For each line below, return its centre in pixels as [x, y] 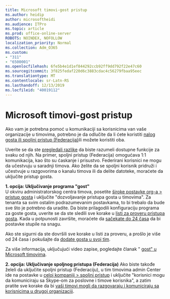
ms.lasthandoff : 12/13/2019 [35, 85]
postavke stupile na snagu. [33, 224]
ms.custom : [17, 52]
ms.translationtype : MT [30, 76]
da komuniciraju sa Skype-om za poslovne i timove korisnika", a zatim [78, 281]
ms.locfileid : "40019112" [32, 90]
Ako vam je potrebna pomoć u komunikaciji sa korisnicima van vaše [76, 129]
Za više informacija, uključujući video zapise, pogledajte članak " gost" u [81, 249]
